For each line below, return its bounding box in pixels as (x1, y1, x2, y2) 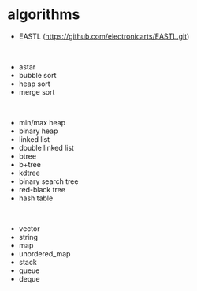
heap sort (18, 79, 50, 88)
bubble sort (18, 70, 57, 80)
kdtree (18, 168, 40, 177)
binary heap (18, 126, 58, 136)
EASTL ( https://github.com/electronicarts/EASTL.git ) (18, 32, 190, 41)
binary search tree (18, 176, 79, 186)
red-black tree (18, 185, 66, 194)
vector (18, 223, 40, 233)
